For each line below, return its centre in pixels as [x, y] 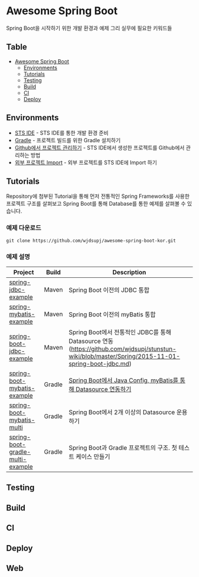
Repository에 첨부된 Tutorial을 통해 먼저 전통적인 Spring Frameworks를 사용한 [98, 196]
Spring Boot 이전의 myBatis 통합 [112, 314]
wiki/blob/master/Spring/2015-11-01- [124, 356]
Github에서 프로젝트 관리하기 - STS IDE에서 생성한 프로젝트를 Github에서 [99, 148]
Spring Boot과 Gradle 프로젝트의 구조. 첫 [123, 447]
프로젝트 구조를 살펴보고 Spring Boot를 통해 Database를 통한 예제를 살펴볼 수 [96, 204]
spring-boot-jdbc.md [99, 364]
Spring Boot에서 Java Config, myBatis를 [123, 380]
